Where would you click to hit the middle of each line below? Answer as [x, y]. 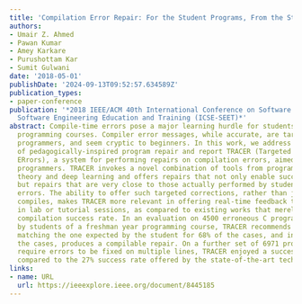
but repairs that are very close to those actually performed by [142, 185]
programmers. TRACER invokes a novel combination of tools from [140, 168]
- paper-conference [46, 101]
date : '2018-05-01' [46, 76]
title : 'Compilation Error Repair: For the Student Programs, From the [146, 18]
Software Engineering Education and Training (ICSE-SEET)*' [132, 118]
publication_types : [46, 93]
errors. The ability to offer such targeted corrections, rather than [152, 193]
